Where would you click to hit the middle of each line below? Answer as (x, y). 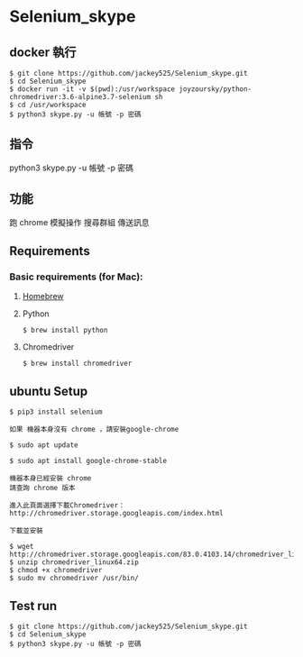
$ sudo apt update (44, 445)
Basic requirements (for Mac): (76, 277)
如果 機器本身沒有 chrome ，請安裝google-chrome (94, 430)
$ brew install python (65, 331)
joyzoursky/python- (216, 89)
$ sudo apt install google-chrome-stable (88, 461)
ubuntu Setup (49, 391)
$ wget (22, 547)
